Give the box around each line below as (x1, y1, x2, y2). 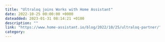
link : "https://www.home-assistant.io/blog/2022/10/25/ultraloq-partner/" (5, 25, 162, 30)
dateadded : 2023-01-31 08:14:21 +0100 (5, 16, 84, 21)
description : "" (5, 20, 38, 26)
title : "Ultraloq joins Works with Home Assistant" (5, 7, 113, 12)
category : (5, 29, 26, 34)
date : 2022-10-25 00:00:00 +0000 (5, 12, 74, 16)
